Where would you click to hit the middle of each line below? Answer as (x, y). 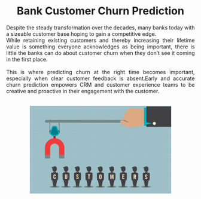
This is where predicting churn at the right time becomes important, (100, 72)
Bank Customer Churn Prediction (100, 11)
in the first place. (27, 59)
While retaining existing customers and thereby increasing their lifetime (100, 40)
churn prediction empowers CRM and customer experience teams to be (100, 84)
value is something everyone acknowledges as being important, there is (100, 47)
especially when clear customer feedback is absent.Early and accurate (100, 78)
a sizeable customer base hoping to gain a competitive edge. (81, 33)
